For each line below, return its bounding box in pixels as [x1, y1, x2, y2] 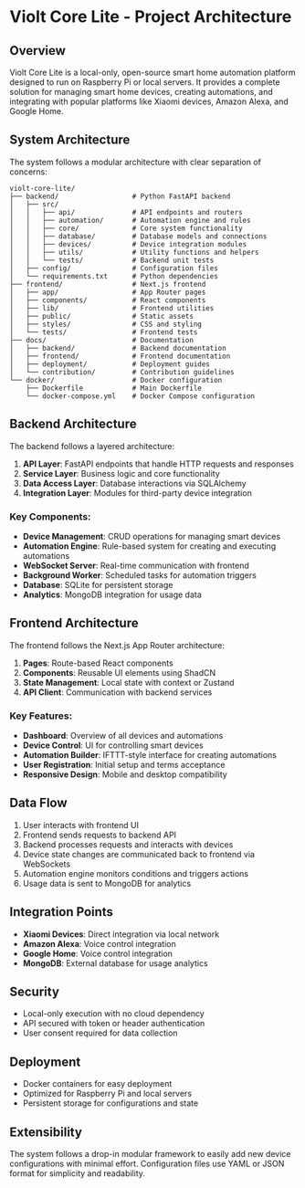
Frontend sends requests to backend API [22, 829, 176, 840]
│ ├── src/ [9, 199, 59, 209]
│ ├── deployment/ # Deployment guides [9, 359, 210, 369]
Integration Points [9, 904, 114, 920]
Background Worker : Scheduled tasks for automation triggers [22, 569, 258, 581]
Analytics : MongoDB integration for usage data [22, 589, 203, 600]
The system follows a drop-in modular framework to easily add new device [9, 1149, 291, 1160]
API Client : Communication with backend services [22, 687, 213, 698]
